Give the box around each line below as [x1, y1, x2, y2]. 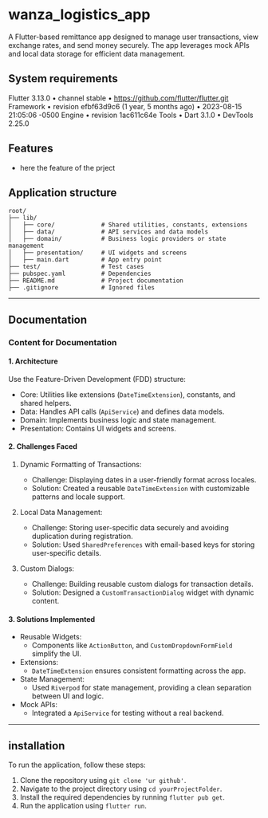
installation [8, 739, 65, 753]
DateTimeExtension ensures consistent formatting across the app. [31, 666, 246, 675]
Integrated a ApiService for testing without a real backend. [31, 708, 224, 718]
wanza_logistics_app [8, 6, 151, 24]
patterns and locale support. [31, 492, 125, 501]
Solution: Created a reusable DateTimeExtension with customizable [31, 484, 250, 494]
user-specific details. [31, 549, 102, 558]
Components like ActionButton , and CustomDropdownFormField [31, 640, 233, 651]
